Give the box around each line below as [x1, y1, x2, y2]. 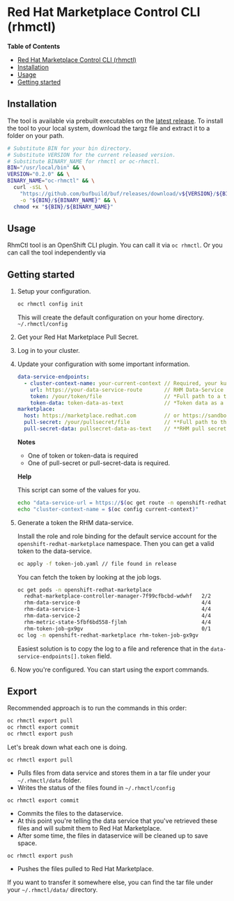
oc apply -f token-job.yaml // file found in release [17, 560, 177, 567]
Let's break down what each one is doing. [7, 743, 127, 751]
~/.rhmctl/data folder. [17, 775, 81, 785]
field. [97, 651, 112, 660]
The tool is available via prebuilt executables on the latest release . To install [7, 116, 224, 125]
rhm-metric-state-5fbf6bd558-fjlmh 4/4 [24, 619, 211, 626]
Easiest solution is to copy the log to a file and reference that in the [17, 644, 210, 653]
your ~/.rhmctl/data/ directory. [7, 885, 98, 893]
